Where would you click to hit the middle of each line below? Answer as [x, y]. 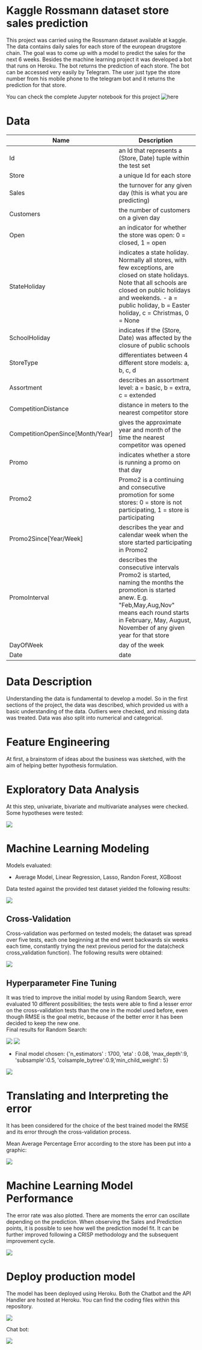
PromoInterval [29, 597]
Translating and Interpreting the [87, 1096]
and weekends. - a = [148, 298]
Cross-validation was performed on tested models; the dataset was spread [99, 933]
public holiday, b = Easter [155, 305]
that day [130, 470]
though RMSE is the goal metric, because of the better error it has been [95, 1017]
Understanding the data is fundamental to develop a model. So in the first [97, 698]
